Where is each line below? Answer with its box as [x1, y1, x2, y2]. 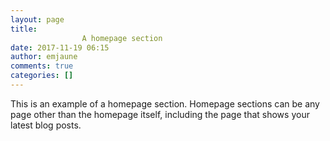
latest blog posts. [10, 119, 82, 131]
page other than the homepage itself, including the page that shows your [10, 108, 310, 120]
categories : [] [10, 71, 74, 81]
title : [10, 24, 38, 34]
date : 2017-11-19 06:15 [10, 42, 110, 53]
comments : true [10, 61, 74, 71]
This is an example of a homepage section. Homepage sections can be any [10, 97, 320, 110]
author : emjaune [10, 52, 78, 62]
